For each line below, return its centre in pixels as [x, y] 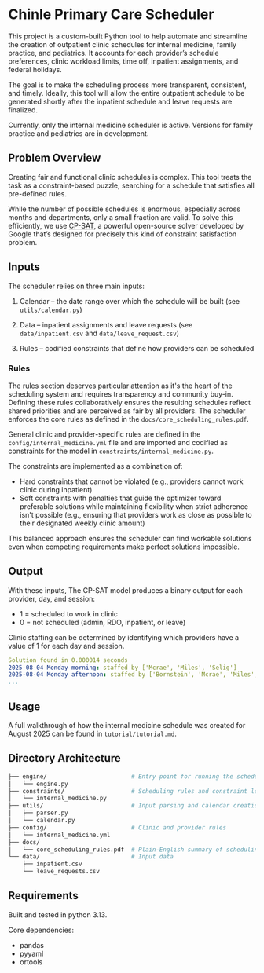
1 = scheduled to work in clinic [68, 613]
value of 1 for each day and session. [66, 646]
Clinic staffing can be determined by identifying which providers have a [124, 637]
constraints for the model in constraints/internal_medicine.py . [111, 451]
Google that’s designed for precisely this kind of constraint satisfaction [123, 234]
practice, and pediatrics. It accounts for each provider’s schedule [114, 53]
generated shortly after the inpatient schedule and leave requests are [120, 101]
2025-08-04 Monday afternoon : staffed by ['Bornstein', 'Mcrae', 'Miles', [133, 675]
